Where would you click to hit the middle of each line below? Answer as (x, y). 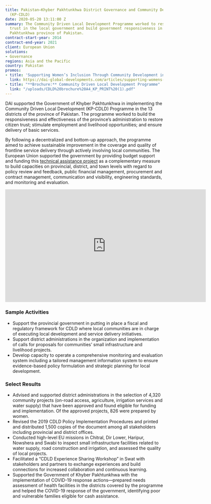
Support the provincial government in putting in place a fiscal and (80, 323)
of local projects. (30, 453)
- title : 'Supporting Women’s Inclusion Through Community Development (81, 75)
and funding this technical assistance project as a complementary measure (83, 161)
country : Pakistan (24, 66)
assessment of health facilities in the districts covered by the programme (88, 485)
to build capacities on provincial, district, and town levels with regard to (79, 166)
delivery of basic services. (33, 130)
